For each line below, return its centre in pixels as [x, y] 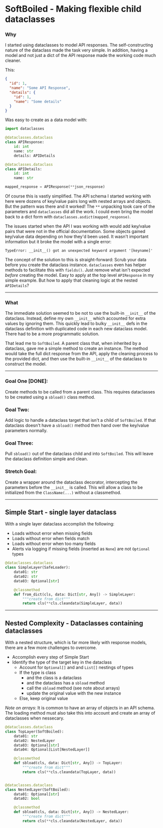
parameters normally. [26, 431]
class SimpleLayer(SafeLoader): [38, 568]
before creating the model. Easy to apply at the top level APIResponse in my [80, 275]
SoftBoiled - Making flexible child [73, 9]
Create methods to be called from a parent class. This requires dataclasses [80, 392]
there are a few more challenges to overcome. [51, 648]
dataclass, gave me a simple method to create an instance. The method [76, 348]
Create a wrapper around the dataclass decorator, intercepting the [71, 482]
